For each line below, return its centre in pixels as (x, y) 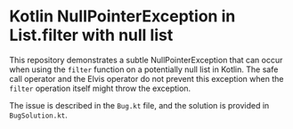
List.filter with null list (91, 35)
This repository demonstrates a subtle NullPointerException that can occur (146, 60)
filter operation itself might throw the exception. (100, 88)
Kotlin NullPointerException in (122, 16)
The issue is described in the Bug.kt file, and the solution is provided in (139, 105)
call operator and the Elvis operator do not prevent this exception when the (146, 78)
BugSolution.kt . (39, 115)
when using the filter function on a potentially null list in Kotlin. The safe (144, 69)
